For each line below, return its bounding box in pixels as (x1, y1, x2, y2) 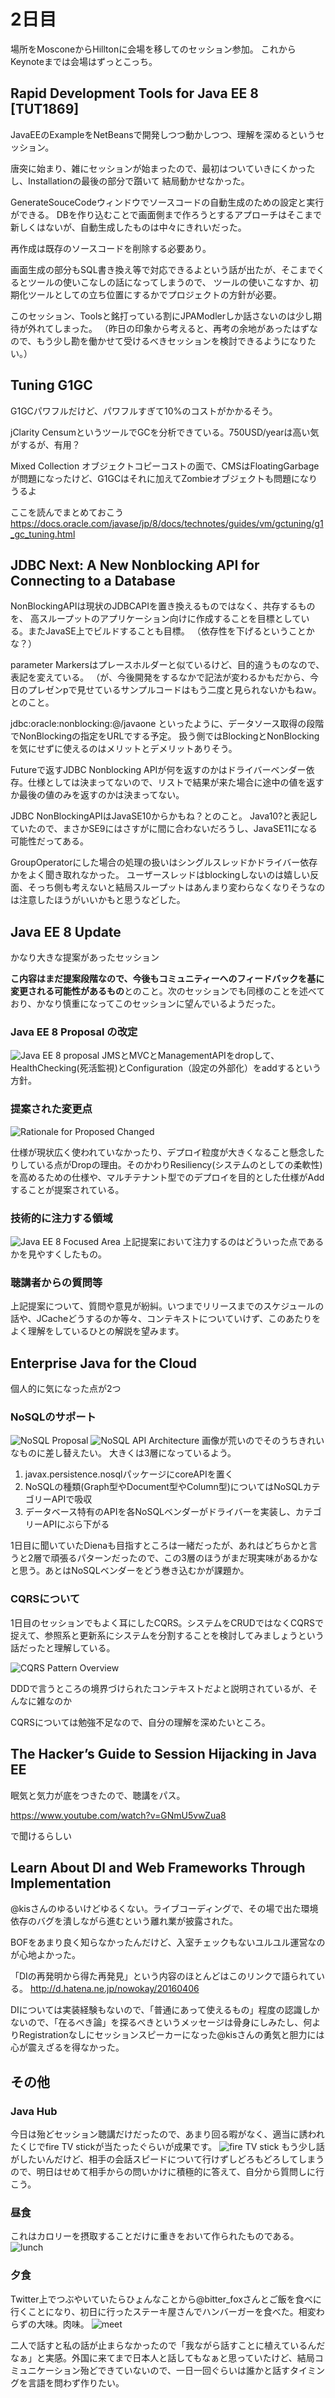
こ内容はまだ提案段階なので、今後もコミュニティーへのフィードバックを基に (10, 973, 325, 985)
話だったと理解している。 (10, 1641, 116, 1654)
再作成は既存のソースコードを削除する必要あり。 (10, 242, 212, 254)
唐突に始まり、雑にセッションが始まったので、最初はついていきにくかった (10, 162, 316, 174)
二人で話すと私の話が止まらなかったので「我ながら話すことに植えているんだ (10, 2339, 326, 2351)
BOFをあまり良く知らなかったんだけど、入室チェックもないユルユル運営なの (10, 1936, 326, 1949)
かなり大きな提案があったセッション (10, 951, 160, 964)
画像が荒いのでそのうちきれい (201, 1435, 325, 1447)
